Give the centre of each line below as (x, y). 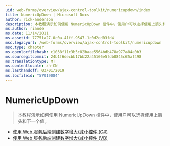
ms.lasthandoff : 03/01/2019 (35, 71)
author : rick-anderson (29, 19)
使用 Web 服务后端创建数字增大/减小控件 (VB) (60, 138)
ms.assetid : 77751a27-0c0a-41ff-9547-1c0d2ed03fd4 (60, 38)
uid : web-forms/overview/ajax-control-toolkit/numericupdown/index (78, 10)
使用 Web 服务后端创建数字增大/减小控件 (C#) (60, 132)
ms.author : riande (25, 29)
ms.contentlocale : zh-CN (31, 66)
